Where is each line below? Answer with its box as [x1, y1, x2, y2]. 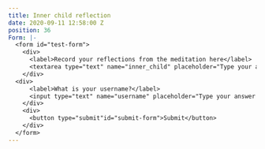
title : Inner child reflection [8, 11, 111, 20]
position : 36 [8, 26, 51, 34]
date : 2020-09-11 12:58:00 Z [8, 19, 104, 27]
